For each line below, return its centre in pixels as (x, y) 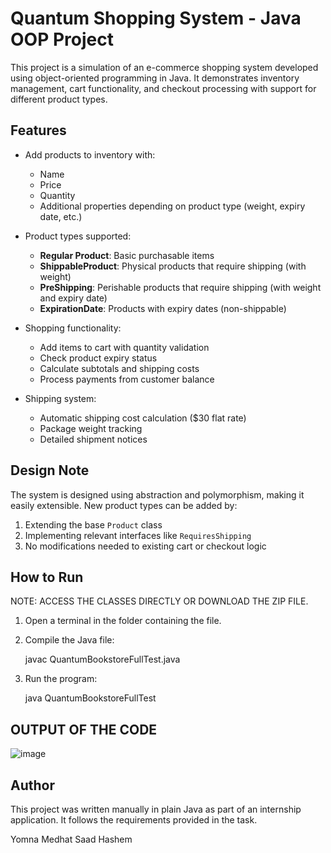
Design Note (50, 470)
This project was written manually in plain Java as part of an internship (156, 809)
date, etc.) (61, 216)
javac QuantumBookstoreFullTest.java (102, 659)
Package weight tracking (91, 428)
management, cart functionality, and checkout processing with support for (163, 88)
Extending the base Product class (93, 524)
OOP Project (62, 39)
